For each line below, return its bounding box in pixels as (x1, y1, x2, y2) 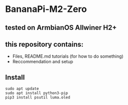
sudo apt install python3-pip (5, 91, 68, 96)
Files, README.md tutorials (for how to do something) (12, 53, 123, 59)
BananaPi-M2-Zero (5, 3, 87, 15)
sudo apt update (5, 86, 39, 92)
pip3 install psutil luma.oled (5, 95, 70, 100)
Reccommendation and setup (12, 59, 73, 65)
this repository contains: (5, 40, 84, 48)
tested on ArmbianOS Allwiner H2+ (5, 23, 117, 32)
